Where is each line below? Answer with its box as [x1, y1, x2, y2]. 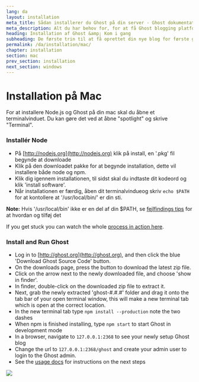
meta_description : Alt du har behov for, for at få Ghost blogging [6, 25, 176, 31]
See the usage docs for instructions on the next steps [14, 358, 146, 365]
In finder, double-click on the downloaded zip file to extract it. [14, 283, 166, 290]
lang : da [6, 8, 28, 15]
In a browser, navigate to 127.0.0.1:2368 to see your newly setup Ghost [14, 333, 190, 340]
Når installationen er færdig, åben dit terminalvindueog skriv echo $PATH [14, 187, 190, 194]
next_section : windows [6, 63, 62, 70]
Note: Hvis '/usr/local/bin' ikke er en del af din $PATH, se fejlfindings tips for [6, 205, 192, 212]
